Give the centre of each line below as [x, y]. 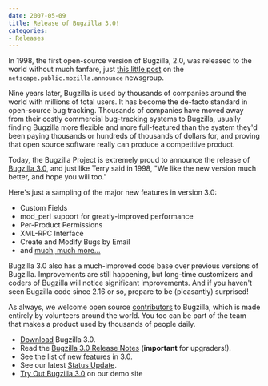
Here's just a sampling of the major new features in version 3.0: [113, 192]
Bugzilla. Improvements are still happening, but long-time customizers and [131, 275]
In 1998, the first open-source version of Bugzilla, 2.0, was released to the [130, 61]
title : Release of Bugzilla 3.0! [64, 23]
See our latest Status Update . [68, 365]
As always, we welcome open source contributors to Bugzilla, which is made [134, 307]
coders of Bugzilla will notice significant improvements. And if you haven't [130, 283]
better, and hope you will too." [58, 177]
